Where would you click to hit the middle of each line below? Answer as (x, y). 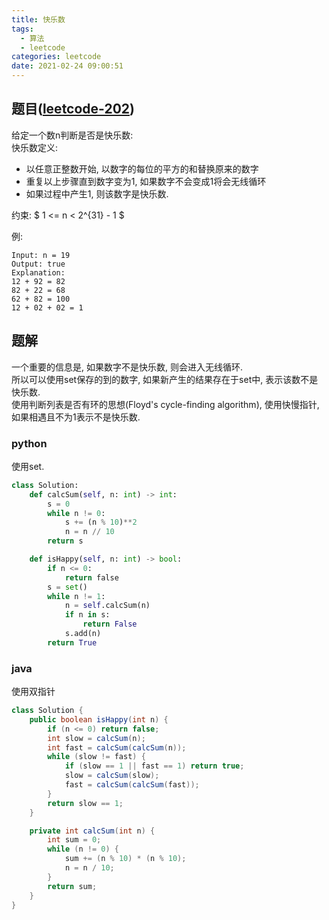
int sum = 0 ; (74, 840)
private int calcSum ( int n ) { (92, 831)
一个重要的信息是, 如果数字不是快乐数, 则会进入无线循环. (127, 367)
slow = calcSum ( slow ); (112, 776)
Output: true (38, 264)
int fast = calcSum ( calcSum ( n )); (117, 747)
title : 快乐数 (38, 19)
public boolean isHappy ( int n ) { (99, 719)
